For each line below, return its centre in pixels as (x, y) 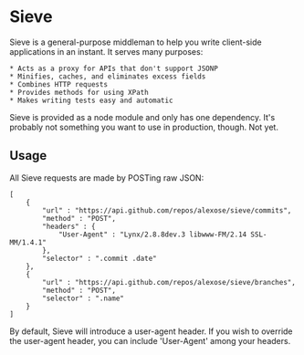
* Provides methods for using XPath (79, 92)
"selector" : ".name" (84, 298)
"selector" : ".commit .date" (100, 258)
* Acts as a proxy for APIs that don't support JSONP (114, 68)
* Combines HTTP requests (58, 84)
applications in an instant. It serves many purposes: (106, 51)
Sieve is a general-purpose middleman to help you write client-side (136, 42)
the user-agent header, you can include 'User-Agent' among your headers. (150, 340)
